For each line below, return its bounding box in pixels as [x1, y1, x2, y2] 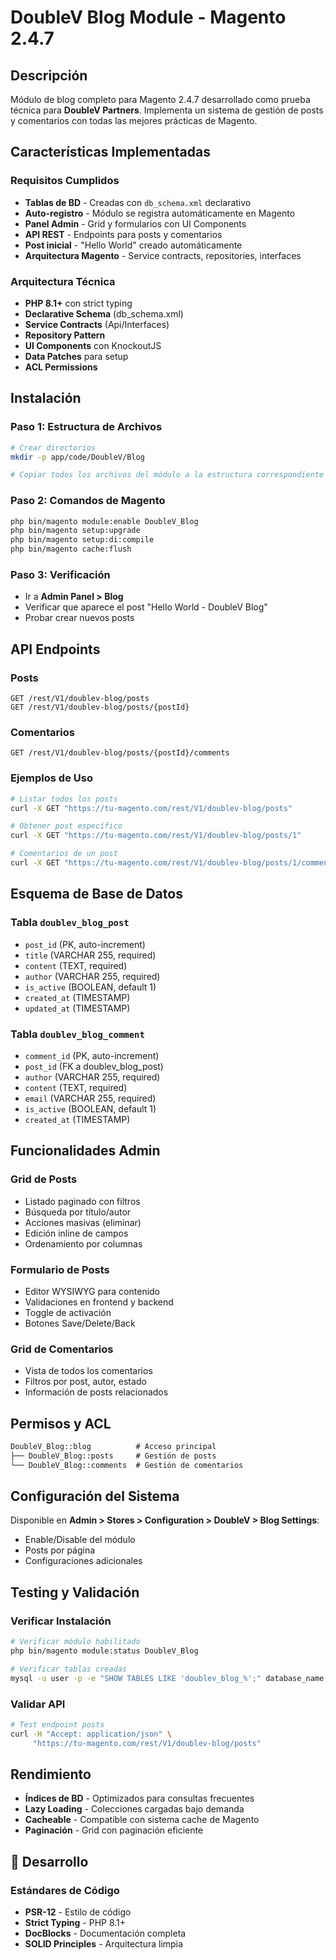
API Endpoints [10, 641, 101, 658]
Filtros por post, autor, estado [24, 1376, 147, 1388]
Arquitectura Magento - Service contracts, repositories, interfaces [24, 249, 302, 261]
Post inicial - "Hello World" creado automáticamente [24, 239, 243, 251]
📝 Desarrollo [10, 1853, 89, 1870]
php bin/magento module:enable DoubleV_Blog [10, 516, 199, 526]
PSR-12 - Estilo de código [24, 1906, 132, 1918]
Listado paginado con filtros [24, 1195, 141, 1207]
